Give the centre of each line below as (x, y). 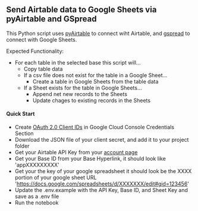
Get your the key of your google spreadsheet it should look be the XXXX (103, 171)
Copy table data (43, 69)
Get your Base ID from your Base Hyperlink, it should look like (90, 159)
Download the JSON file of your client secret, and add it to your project (102, 140)
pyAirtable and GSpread (51, 19)
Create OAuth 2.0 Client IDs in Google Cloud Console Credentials (94, 127)
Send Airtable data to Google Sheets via (81, 10)
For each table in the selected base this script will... (78, 62)
